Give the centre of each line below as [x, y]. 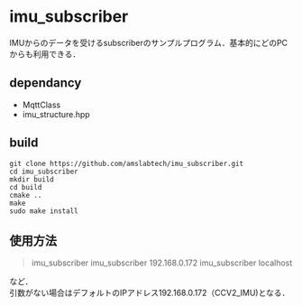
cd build [26, 187]
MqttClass [41, 105]
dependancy [46, 83]
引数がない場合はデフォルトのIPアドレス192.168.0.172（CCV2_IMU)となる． [150, 293]
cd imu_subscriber [44, 172]
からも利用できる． [45, 54]
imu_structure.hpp [56, 114]
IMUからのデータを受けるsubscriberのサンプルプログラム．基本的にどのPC [149, 42]
